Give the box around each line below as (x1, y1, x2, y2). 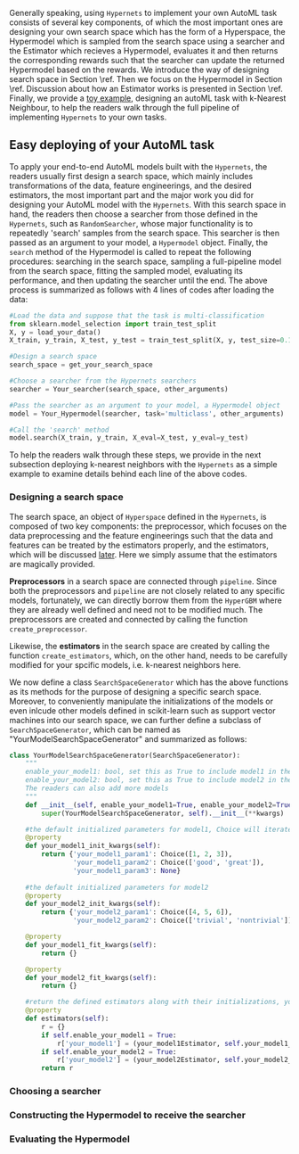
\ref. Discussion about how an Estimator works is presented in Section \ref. (9, 84, 283, 94)
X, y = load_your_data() (9, 327, 101, 337)
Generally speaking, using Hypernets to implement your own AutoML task (9, 8, 278, 18)
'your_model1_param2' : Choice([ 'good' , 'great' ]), (72, 858, 265, 868)
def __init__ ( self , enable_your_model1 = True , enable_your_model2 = (25, 800, 277, 810)
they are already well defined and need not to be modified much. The (9, 604, 263, 614)
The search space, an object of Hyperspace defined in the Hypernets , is (9, 511, 267, 522)
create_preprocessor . (9, 623, 88, 634)
